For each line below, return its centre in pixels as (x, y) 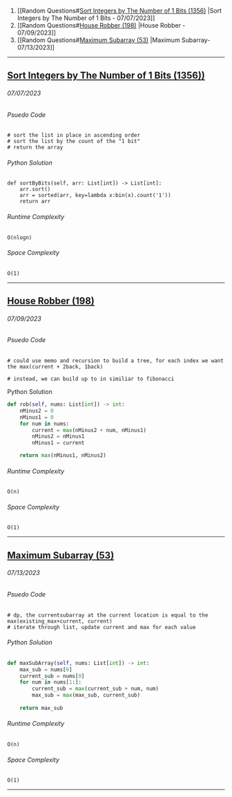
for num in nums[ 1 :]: (50, 682)
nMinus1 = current (58, 443)
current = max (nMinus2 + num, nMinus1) (89, 430)
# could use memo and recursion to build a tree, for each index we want (116, 361)
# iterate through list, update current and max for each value (101, 627)
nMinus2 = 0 (37, 411)
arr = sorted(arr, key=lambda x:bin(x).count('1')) (95, 196)
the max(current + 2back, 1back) (55, 367)
